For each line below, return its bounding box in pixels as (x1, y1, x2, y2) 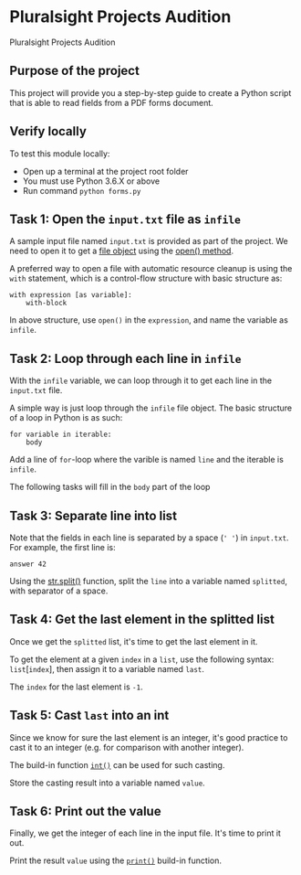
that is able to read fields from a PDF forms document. (9, 97, 214, 108)
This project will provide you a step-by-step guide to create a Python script (9, 87, 292, 98)
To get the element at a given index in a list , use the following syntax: (9, 654, 275, 665)
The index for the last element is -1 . (9, 681, 143, 692)
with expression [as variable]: (9, 291, 132, 300)
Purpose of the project (9, 63, 140, 79)
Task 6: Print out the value (9, 804, 161, 819)
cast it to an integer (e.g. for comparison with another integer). (9, 742, 244, 752)
